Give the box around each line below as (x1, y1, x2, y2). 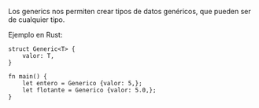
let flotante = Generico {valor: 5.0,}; (22, 86, 157, 94)
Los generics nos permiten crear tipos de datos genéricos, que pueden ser (8, 7, 252, 16)
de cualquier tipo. (8, 15, 65, 24)
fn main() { (8, 73, 47, 81)
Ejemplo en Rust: (8, 31, 63, 39)
